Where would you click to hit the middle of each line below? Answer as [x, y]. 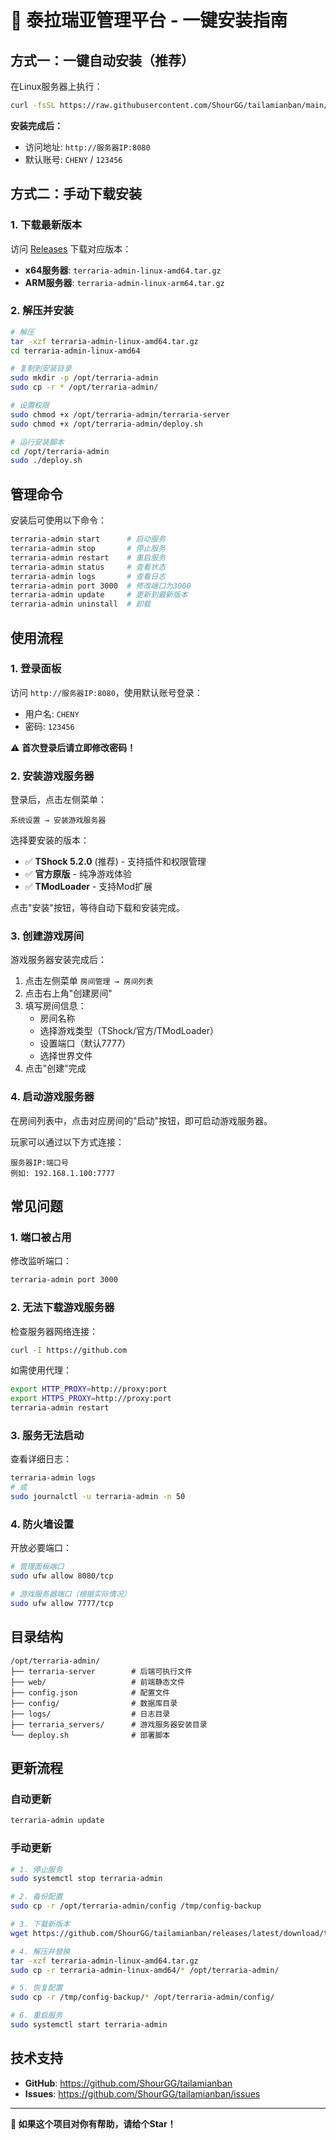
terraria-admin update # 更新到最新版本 [99, 595]
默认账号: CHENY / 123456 [73, 159]
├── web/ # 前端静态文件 [97, 1682]
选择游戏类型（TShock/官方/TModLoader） [129, 1031]
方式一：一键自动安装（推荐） [102, 60]
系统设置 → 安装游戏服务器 [58, 821]
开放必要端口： [41, 1548]
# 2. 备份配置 [36, 1897]
